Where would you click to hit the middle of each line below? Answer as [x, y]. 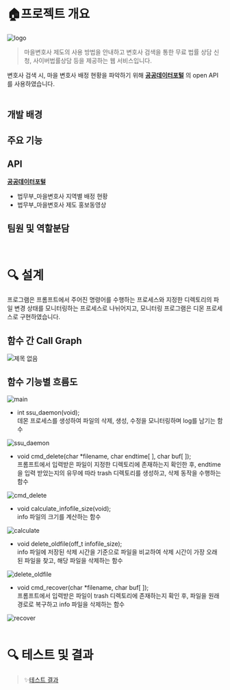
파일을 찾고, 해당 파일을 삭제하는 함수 [74, 560]
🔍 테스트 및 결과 [50, 655]
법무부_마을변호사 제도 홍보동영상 [62, 205]
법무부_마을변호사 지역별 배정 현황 [62, 196]
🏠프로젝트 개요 [49, 14]
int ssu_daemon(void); [48, 412]
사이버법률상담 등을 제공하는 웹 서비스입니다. [93, 60]
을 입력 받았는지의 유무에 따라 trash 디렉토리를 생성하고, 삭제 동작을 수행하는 [119, 473]
